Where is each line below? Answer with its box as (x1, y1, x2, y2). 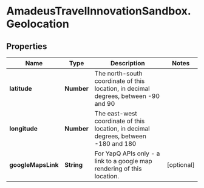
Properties (6, 41, 47, 51)
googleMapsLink (9, 161, 59, 169)
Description (110, 59, 145, 67)
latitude (9, 85, 32, 92)
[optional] (166, 161, 195, 169)
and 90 (94, 100, 115, 108)
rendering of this (94, 164, 142, 173)
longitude (9, 125, 38, 132)
